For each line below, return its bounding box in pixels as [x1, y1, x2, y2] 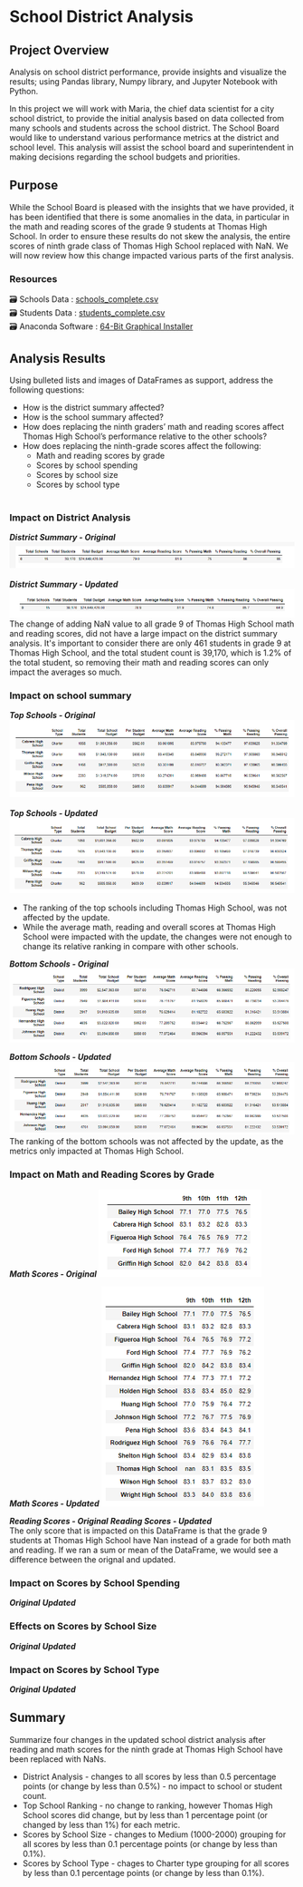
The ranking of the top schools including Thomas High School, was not [22, 902, 288, 913]
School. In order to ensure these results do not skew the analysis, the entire [9, 230, 291, 241]
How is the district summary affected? [22, 402, 165, 413]
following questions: [9, 384, 85, 395]
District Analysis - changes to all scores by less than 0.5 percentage [22, 1771, 277, 1782]
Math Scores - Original [9, 1269, 98, 1279]
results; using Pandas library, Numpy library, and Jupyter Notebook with [9, 76, 279, 87]
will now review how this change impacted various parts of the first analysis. [9, 249, 294, 260]
